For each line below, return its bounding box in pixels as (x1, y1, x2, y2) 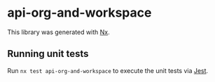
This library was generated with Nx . (7, 28, 110, 36)
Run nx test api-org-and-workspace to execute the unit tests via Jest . (7, 66, 209, 74)
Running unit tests (7, 48, 89, 60)
